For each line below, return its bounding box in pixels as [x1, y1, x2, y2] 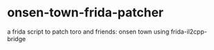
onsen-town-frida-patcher [7, 5, 164, 21]
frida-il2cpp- [171, 27, 207, 36]
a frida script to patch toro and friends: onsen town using [7, 27, 170, 36]
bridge [7, 34, 26, 42]
